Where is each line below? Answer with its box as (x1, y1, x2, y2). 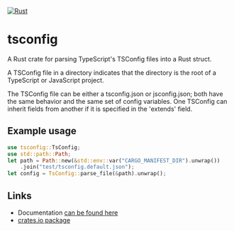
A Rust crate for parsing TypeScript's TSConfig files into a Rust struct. (7, 54, 212, 63)
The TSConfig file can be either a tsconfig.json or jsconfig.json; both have (7, 89, 223, 98)
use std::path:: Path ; (7, 150, 72, 158)
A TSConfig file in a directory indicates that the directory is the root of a (7, 68, 216, 77)
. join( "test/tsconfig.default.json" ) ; (20, 163, 135, 171)
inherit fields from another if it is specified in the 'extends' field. (7, 105, 193, 113)
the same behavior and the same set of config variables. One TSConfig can (7, 97, 228, 105)
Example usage (7, 125, 77, 137)
